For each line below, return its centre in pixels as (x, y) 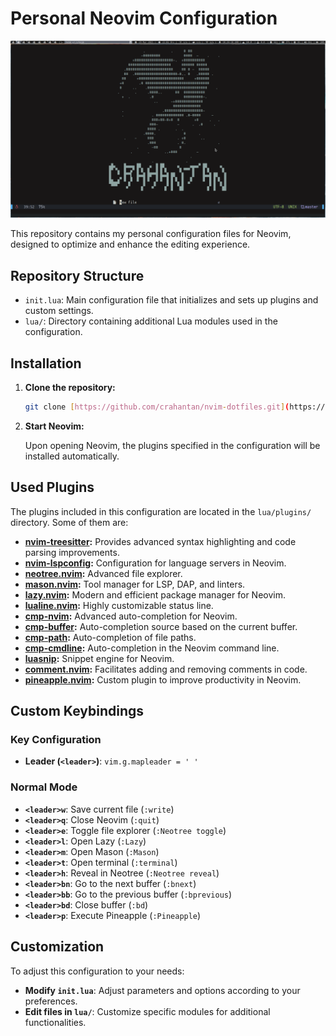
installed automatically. (72, 456)
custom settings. (59, 311)
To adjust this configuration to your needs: (97, 971)
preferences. (51, 1001)
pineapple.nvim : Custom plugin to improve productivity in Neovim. (163, 679)
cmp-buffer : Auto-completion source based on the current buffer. (161, 626)
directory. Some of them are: (69, 522)
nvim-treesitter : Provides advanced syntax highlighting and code (160, 541)
